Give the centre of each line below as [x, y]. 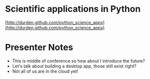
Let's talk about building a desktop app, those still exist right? [74, 66]
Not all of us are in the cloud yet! [45, 71]
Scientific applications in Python [73, 9]
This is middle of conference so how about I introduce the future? [78, 61]
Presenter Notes [39, 48]
